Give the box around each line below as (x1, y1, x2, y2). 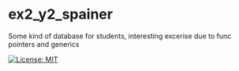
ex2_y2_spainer (8, 5, 113, 23)
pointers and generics (8, 39, 80, 48)
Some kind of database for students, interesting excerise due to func (8, 31, 232, 41)
